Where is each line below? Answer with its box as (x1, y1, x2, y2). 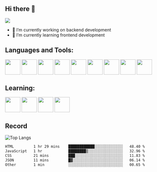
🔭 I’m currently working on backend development (12, 27, 111, 33)
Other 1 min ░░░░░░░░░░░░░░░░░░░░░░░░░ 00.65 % (5, 162, 145, 167)
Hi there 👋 (5, 5, 36, 13)
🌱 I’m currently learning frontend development (12, 32, 105, 38)
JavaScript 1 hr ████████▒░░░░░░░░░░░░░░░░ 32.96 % (5, 149, 145, 154)
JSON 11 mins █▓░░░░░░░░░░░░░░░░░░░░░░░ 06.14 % (5, 157, 145, 163)
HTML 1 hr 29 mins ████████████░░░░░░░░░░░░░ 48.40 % (5, 144, 145, 149)
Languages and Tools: (5, 46, 74, 54)
